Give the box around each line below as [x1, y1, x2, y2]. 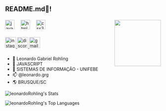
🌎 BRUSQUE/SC [12, 79, 47, 85]
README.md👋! [5, 5, 52, 13]
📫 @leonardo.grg [12, 72, 49, 78]
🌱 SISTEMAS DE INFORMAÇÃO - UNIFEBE [12, 66, 98, 72]
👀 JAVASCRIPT [12, 61, 43, 67]
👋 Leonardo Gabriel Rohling [12, 56, 68, 62]
